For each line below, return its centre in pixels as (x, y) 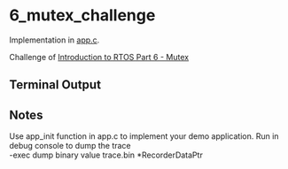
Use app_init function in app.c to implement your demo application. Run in (144, 136)
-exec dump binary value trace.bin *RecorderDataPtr (106, 155)
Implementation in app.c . (54, 40)
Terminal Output (55, 85)
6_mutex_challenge (82, 15)
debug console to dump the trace (70, 146)
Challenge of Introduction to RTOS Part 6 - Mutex (99, 57)
